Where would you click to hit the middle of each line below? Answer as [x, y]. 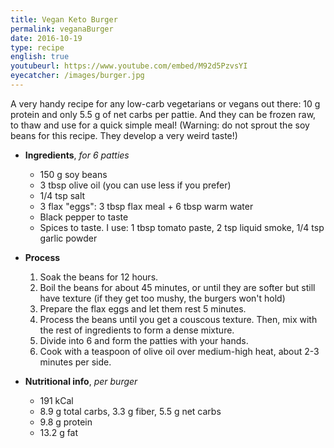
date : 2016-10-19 [46, 38]
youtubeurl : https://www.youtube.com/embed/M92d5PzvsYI [129, 66]
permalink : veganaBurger [62, 29]
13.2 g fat [59, 432]
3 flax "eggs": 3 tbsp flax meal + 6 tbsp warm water [146, 206]
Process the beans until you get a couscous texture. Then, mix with [178, 319]
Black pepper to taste [84, 217]
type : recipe [37, 47]
